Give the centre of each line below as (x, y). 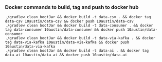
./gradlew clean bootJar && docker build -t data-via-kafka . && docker (80, 38)
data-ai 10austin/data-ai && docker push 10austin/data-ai (66, 55)
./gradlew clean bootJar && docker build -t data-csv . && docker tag (78, 17)
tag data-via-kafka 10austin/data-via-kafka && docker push (67, 42)
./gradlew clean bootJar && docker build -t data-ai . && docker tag (77, 51)
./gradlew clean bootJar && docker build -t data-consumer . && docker (79, 25)
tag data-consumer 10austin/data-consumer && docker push (65, 30)
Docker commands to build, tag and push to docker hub (72, 7)
